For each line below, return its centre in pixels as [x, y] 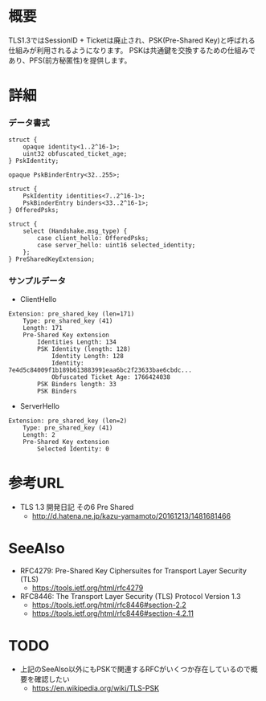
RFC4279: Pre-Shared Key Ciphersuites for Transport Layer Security [133, 570]
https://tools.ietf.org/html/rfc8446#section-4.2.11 [113, 613]
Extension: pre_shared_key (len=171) [72, 314]
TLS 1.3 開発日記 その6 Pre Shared [77, 507]
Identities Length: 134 [77, 342]
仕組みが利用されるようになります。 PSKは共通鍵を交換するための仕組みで [132, 50]
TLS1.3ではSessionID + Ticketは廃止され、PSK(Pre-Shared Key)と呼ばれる [132, 40]
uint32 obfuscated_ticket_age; [75, 154]
